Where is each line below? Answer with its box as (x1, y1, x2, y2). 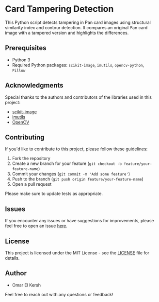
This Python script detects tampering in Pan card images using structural (5, 19, 151, 25)
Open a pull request (12, 181, 52, 187)
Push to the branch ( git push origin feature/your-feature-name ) (12, 176, 144, 182)
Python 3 (12, 57, 31, 63)
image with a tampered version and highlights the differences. (5, 30, 129, 36)
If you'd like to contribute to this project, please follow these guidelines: (5, 146, 148, 152)
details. (5, 255, 20, 261)
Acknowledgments (5, 81, 64, 89)
